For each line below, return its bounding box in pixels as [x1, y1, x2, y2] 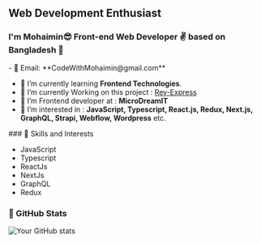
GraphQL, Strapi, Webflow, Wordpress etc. [19, 113, 166, 122]
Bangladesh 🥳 [8, 45, 64, 56]
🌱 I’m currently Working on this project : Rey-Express [19, 87, 197, 96]
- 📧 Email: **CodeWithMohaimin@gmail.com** [8, 62, 166, 72]
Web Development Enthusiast [8, 6, 162, 20]
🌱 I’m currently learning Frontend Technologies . [19, 79, 182, 88]
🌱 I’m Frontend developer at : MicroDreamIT [19, 96, 169, 105]
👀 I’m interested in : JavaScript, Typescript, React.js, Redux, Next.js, [19, 104, 254, 114]
